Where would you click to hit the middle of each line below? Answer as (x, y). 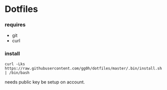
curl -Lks (15, 64)
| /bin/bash (17, 73)
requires (15, 25)
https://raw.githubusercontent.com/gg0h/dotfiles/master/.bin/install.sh (83, 68)
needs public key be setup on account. (45, 82)
